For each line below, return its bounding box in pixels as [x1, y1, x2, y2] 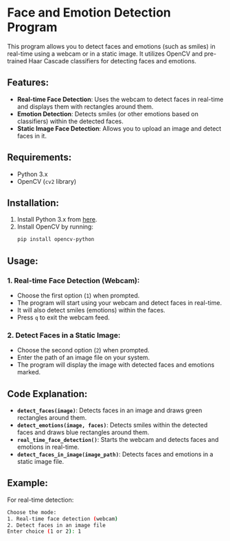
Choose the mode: [7, 509, 57, 516]
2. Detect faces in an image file [7, 522, 106, 529]
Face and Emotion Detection [7, 5, 172, 21]
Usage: [7, 255, 39, 266]
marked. [16, 368, 41, 376]
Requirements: [7, 151, 72, 163]
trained [7, 56, 27, 65]
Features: [7, 77, 49, 89]
